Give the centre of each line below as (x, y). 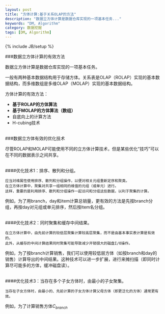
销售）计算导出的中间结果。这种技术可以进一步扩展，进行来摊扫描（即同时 (80, 259)
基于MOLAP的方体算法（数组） (44, 110)
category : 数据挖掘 (24, 28)
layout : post (18, 10)
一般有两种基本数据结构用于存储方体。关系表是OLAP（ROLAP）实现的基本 (80, 77)
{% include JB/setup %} (29, 46)
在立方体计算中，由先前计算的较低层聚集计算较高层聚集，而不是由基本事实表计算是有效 (80, 233)
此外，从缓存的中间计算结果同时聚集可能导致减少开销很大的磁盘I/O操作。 (69, 243)
